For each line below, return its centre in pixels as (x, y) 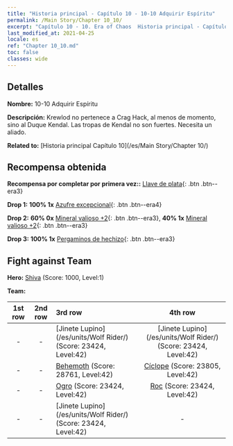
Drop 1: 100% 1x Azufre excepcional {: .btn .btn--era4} (85, 205)
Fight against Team (50, 261)
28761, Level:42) (84, 374)
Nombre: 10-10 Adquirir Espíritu (53, 104)
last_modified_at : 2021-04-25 (51, 33)
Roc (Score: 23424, (182, 386)
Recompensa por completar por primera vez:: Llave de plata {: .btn (103, 184)
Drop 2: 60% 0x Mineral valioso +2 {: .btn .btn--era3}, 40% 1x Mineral (107, 218)
